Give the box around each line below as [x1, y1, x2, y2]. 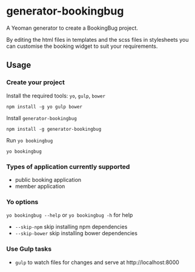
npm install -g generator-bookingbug [6, 126, 102, 132]
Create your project [6, 78, 65, 87]
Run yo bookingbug [6, 136, 53, 144]
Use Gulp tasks [6, 245, 52, 253]
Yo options [6, 197, 39, 206]
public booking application [15, 176, 82, 183]
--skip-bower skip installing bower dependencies [15, 230, 138, 237]
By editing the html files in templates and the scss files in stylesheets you [6, 36, 189, 43]
